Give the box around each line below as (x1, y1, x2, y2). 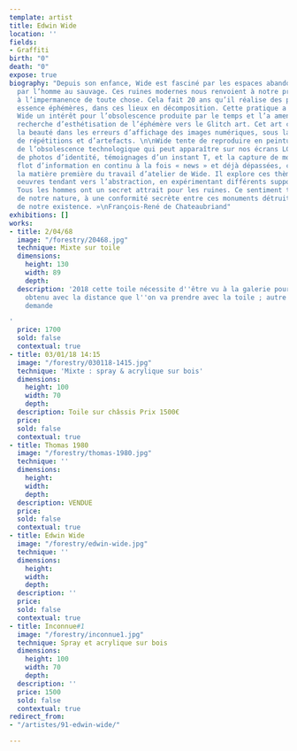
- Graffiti (9, 46, 49, 55)
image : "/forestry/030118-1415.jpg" (17, 358, 152, 368)
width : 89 (25, 268, 62, 277)
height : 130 (25, 260, 69, 269)
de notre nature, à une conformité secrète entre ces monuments (17, 194, 259, 204)
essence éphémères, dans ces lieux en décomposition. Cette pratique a (17, 104, 287, 112)
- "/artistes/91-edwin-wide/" (9, 721, 121, 730)
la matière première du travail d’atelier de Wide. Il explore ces (17, 169, 271, 178)
